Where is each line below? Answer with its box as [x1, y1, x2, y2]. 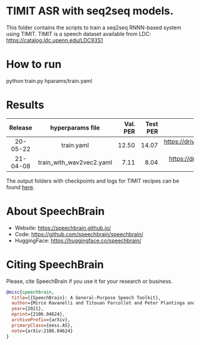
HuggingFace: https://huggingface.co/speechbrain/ [14, 237, 142, 244]
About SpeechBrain [6, 205, 105, 218]
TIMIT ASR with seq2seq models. [6, 4, 174, 18]
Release [9, 124, 33, 132]
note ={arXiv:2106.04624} [11, 328, 73, 334]
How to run [6, 58, 62, 71]
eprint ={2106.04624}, [11, 312, 65, 318]
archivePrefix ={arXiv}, [11, 317, 70, 323]
